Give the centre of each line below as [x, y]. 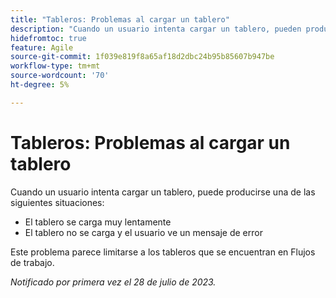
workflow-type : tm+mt [55, 66]
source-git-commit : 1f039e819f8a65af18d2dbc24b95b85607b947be [142, 57]
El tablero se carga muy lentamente [98, 222]
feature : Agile [42, 47]
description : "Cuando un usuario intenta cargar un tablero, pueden [156, 29]
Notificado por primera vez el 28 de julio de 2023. [113, 282]
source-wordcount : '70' [60, 76]
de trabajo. [32, 262]
